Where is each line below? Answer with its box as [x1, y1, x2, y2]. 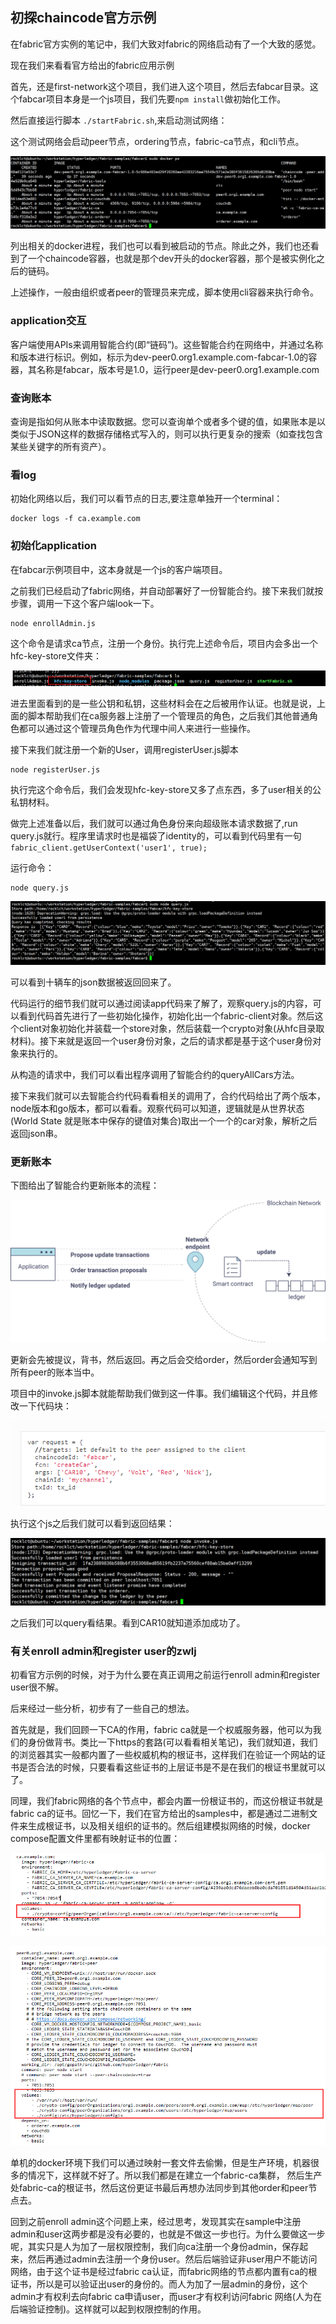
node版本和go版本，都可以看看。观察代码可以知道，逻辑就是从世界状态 [10, 1102, 305, 1114]
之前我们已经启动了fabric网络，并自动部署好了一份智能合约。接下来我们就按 [10, 584, 324, 597]
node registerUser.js [10, 764, 101, 775]
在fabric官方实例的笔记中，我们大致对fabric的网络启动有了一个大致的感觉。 [10, 38, 322, 50]
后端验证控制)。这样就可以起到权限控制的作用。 [10, 2303, 207, 2315]
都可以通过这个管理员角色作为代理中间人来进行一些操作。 [18, 722, 256, 734]
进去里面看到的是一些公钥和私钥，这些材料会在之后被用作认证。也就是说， [10, 697, 317, 709]
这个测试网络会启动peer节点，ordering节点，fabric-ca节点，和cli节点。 [10, 135, 305, 147]
